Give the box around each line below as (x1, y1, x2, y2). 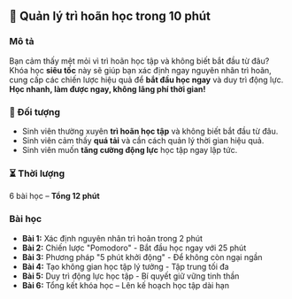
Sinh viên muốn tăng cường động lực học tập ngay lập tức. (21, 144, 238, 155)
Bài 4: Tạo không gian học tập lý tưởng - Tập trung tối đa (21, 261, 229, 272)
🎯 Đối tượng (9, 105, 60, 118)
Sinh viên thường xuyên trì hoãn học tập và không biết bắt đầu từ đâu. (21, 126, 279, 136)
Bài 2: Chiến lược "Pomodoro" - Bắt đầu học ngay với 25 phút (21, 242, 247, 253)
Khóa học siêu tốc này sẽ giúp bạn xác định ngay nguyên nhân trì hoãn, (9, 65, 272, 75)
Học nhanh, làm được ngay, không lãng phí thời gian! (9, 83, 206, 94)
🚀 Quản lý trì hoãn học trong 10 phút (9, 9, 211, 24)
